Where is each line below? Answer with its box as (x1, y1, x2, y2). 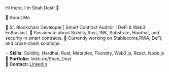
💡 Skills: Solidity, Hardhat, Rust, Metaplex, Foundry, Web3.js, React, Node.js (5, 50, 164, 56)
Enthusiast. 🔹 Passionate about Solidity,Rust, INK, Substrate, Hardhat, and (5, 30, 160, 35)
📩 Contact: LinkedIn (5, 61, 47, 67)
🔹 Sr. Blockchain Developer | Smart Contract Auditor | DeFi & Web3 (5, 24, 146, 30)
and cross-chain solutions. (5, 40, 61, 46)
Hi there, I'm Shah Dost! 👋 (5, 5, 59, 11)
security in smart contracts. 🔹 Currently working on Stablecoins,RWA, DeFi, (5, 35, 163, 41)
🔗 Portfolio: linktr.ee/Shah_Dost (5, 56, 72, 61)
